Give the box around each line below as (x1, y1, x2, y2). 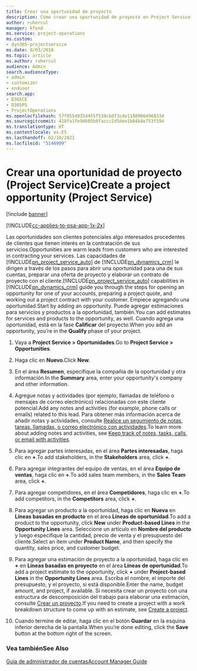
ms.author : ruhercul (6, 58, 57, 64)
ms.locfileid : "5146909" (6, 140, 67, 146)
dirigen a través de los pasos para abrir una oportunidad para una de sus (6, 264, 183, 271)
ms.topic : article (6, 53, 51, 58)
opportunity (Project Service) (6, 191, 153, 204)
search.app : (6, 91, 35, 97)
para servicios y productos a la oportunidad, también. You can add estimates (6, 308, 191, 316)
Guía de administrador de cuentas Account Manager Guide (6, 657, 148, 665)
